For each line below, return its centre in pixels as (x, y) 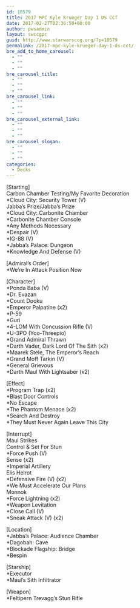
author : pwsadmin (28, 29)
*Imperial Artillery (29, 466)
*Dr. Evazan (22, 294)
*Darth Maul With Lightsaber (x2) (48, 372)
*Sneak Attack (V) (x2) (35, 518)
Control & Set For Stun (34, 447)
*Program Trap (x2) (31, 390)
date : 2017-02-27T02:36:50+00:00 (48, 23)
